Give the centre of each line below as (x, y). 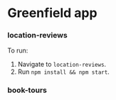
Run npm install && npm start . (64, 72)
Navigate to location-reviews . (62, 65)
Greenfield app (52, 13)
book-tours (27, 90)
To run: (18, 50)
